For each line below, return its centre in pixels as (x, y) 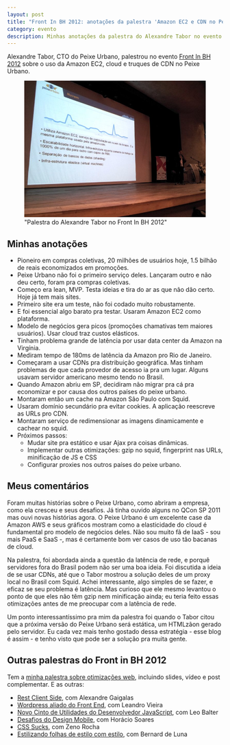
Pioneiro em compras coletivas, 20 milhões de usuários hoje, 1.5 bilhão (117, 260)
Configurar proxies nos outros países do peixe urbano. (104, 465)
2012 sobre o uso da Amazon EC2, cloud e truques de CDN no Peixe (103, 64)
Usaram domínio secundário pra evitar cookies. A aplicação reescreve (116, 406)
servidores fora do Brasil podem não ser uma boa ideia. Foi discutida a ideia (114, 567)
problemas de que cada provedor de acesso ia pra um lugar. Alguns (113, 370)
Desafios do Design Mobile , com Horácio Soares (86, 719)
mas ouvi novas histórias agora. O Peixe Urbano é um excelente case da (109, 517)
